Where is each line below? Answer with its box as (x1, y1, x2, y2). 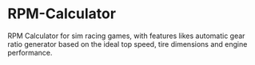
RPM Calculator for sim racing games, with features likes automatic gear (7, 31, 245, 40)
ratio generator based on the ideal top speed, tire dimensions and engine (7, 39, 248, 48)
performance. (7, 48, 53, 57)
